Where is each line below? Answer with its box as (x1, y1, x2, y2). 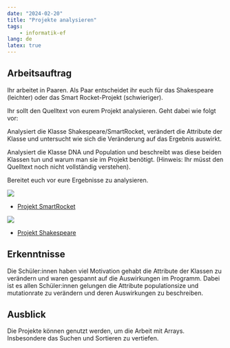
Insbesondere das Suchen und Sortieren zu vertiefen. (7, 334, 159, 342)
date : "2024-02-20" (7, 10, 63, 17)
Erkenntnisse (7, 249, 65, 260)
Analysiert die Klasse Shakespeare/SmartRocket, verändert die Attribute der (7, 127, 222, 135)
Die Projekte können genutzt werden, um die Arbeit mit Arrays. (7, 327, 185, 335)
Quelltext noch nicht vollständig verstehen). (7, 163, 131, 171)
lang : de (7, 36, 32, 43)
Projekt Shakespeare (17, 228, 76, 236)
